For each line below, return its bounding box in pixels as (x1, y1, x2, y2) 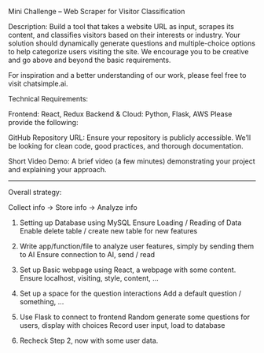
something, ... (19, 297, 64, 306)
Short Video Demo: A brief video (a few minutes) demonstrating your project (8, 156, 255, 166)
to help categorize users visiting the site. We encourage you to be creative (8, 47, 249, 56)
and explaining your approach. (8, 165, 108, 174)
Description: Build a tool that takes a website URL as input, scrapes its (8, 22, 234, 31)
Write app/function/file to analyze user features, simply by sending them (19, 241, 254, 251)
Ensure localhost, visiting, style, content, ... (19, 274, 159, 282)
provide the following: (8, 118, 79, 127)
